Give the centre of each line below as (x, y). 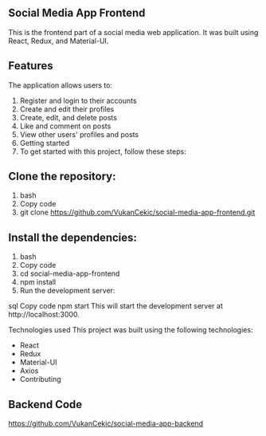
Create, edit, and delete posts (68, 117)
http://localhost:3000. (44, 315)
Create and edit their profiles (67, 109)
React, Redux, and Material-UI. (59, 41)
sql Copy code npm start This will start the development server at (115, 306)
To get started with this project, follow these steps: (103, 151)
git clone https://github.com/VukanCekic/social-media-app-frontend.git (137, 212)
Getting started (45, 143)
